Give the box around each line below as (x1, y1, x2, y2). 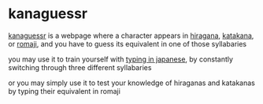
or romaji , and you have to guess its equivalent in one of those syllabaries (8, 39, 246, 48)
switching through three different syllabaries (8, 62, 152, 72)
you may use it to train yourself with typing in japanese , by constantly (8, 54, 234, 64)
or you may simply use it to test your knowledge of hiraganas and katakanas (8, 78, 256, 87)
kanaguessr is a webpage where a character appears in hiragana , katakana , (8, 31, 254, 40)
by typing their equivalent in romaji (8, 86, 120, 95)
